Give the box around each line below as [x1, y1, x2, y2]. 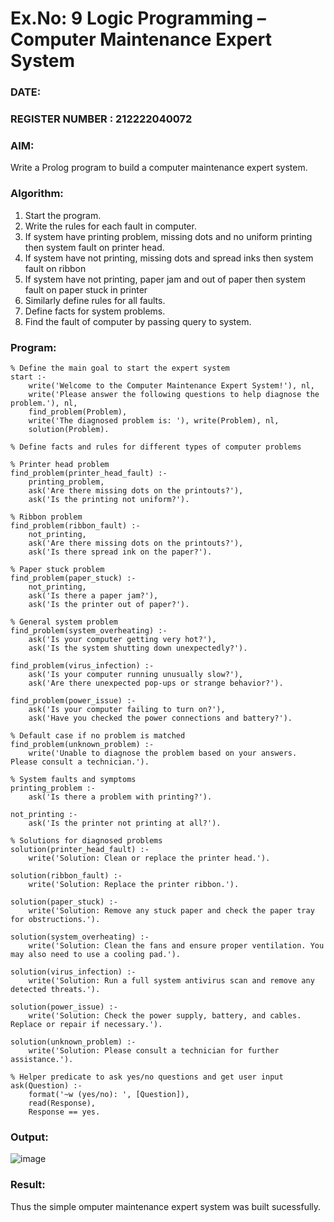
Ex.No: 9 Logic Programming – [10, 7, 267, 30]
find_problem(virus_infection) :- [10, 660, 155, 671]
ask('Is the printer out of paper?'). [28, 599, 190, 609]
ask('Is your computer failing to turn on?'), [28, 704, 226, 714]
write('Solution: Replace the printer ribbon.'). [28, 879, 240, 889]
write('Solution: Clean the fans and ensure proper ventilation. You [28, 940, 325, 951]
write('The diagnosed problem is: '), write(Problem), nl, [28, 415, 280, 426]
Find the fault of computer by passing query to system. [24, 315, 252, 327]
